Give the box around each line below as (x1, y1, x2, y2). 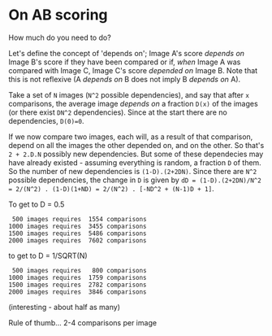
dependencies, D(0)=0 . (8, 116, 84, 125)
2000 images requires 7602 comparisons (8, 236, 148, 245)
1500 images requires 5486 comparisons (8, 229, 148, 238)
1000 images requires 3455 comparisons (8, 222, 148, 230)
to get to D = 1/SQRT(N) (8, 251, 88, 260)
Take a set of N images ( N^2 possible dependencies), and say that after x (8, 89, 250, 99)
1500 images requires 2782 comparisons (8, 281, 148, 289)
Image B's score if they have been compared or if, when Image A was (8, 57, 241, 67)
